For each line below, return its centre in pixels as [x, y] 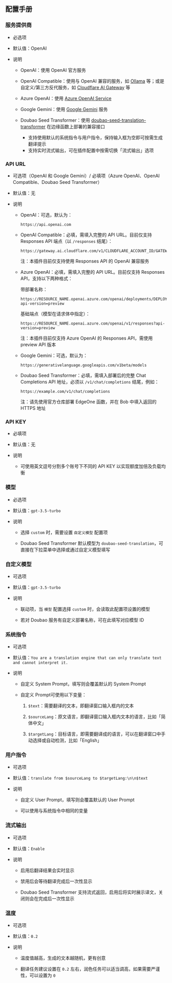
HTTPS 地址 [33, 408]
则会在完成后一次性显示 [50, 898]
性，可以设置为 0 [38, 975]
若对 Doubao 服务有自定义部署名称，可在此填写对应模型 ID [82, 620]
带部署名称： [34, 289]
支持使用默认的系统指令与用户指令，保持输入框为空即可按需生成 [95, 137]
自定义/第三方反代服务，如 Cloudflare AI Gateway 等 [75, 87]
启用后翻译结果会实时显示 [47, 870]
